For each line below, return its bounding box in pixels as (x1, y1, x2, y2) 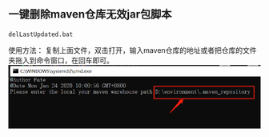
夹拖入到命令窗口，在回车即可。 (8, 55, 114, 65)
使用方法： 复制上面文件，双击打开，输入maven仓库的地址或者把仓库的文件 (8, 45, 257, 54)
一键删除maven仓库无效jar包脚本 (8, 7, 172, 22)
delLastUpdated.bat (8, 30, 74, 38)
